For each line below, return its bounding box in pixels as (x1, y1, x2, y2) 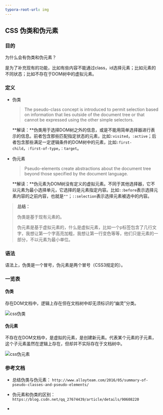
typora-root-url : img (5, 7, 49, 12)
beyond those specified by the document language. (24, 171, 128, 176)
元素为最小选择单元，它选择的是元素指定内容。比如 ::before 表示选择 (16, 187, 154, 193)
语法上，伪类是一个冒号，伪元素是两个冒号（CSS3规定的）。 (5, 262, 125, 268)
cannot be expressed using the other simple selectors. (24, 117, 134, 122)
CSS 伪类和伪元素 (5, 26, 59, 35)
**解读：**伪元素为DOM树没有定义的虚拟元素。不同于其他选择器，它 (12, 181, 151, 187)
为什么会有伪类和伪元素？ (5, 54, 57, 60)
